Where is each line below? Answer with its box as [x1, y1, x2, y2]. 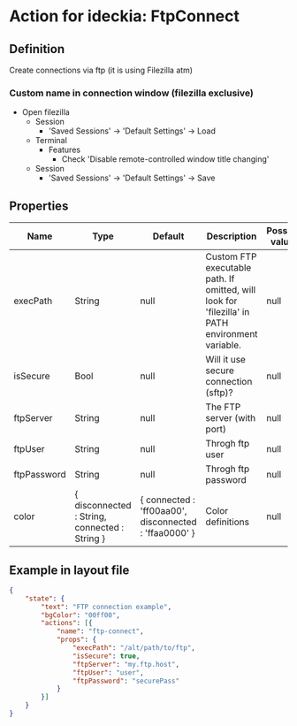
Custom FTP [205, 250, 257, 263]
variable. [205, 339, 241, 351]
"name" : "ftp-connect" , [56, 627, 144, 636]
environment [205, 328, 258, 340]
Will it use [205, 354, 246, 366]
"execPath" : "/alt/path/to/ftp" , [72, 644, 196, 653]
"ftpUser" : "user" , [72, 668, 144, 677]
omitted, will [205, 284, 256, 296]
